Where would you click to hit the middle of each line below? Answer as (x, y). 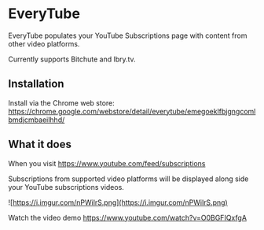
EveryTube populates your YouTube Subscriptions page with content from (128, 35)
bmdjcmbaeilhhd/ (37, 120)
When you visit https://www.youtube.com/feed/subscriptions (107, 163)
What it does (40, 145)
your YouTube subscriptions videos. (66, 187)
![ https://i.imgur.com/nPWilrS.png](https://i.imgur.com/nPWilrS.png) (118, 202)
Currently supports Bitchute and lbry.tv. (72, 59)
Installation (36, 84)
